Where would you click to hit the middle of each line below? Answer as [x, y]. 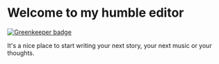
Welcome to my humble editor [96, 13]
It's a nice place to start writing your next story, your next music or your [109, 45]
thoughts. [21, 53]
